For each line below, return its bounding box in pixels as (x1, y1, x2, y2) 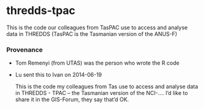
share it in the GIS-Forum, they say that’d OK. (15, 96, 129, 104)
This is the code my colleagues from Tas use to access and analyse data (15, 83, 199, 90)
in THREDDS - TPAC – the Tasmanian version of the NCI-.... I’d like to (15, 90, 188, 97)
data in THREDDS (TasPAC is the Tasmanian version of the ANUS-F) (6, 30, 178, 37)
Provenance (6, 45, 43, 54)
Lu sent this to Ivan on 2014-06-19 (15, 71, 102, 79)
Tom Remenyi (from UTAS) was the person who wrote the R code (15, 59, 180, 67)
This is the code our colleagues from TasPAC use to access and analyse (6, 24, 188, 31)
